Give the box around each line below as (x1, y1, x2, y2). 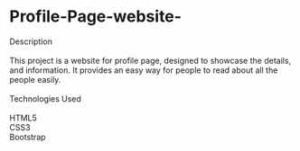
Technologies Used (9, 93, 81, 104)
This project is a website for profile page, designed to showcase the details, (9, 55, 292, 66)
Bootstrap (9, 131, 47, 142)
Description (9, 36, 52, 47)
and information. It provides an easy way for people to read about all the (9, 65, 278, 75)
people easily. (9, 74, 61, 84)
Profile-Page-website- (9, 6, 183, 27)
